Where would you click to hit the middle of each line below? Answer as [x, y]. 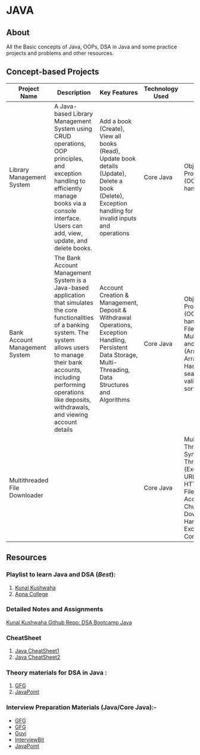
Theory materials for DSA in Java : [57, 673]
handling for [116, 211]
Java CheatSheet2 [37, 657]
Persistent [113, 347]
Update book [117, 158]
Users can [68, 226]
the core [66, 310]
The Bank [68, 257]
